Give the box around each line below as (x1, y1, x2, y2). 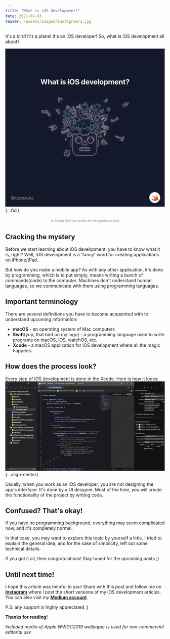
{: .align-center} (5, 471, 39, 477)
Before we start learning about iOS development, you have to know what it (5, 246, 160, 252)
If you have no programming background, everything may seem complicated (5, 520, 165, 526)
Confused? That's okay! (5, 506, 83, 515)
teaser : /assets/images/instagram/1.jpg (5, 19, 92, 24)
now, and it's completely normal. (5, 525, 73, 531)
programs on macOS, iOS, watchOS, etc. (12, 337, 98, 343)
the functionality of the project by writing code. (5, 492, 104, 498)
